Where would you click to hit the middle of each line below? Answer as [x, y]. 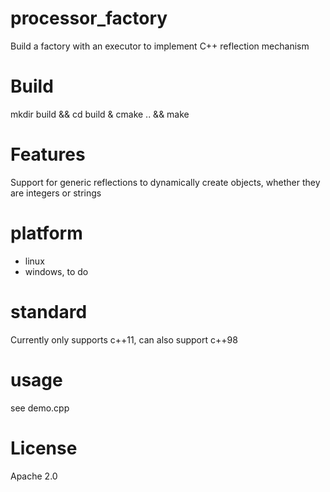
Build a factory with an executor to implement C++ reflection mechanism [160, 46]
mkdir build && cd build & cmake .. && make [100, 114]
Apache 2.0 [34, 476]
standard [49, 311]
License [44, 448]
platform [46, 233]
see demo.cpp [40, 408]
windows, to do [56, 271]
